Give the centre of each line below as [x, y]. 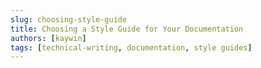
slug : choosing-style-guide [69, 19]
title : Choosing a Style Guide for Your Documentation [127, 29]
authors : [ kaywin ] [48, 38]
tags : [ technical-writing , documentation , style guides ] [131, 47]
